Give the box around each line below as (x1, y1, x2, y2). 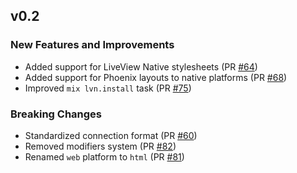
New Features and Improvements (10, 38, 175, 52)
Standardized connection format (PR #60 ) (24, 129, 198, 141)
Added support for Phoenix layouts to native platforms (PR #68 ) (24, 71, 288, 83)
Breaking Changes (10, 107, 103, 121)
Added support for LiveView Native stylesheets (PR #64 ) (24, 60, 258, 73)
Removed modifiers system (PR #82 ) (24, 140, 177, 152)
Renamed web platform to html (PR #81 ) (24, 150, 185, 163)
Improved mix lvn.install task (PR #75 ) (24, 82, 192, 94)
